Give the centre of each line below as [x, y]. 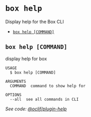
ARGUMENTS [16, 81]
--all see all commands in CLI [44, 99]
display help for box [26, 58]
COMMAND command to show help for [48, 86]
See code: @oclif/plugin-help [36, 109]
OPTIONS [14, 95]
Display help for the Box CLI [35, 21]
